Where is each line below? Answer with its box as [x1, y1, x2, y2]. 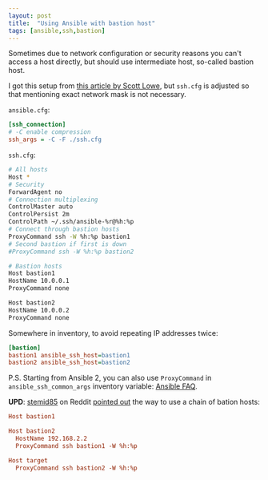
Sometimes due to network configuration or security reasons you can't [8, 49, 242, 58]
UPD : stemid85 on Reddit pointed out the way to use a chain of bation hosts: [8, 397, 260, 407]
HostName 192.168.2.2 [15, 434, 88, 442]
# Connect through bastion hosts [8, 225, 120, 233]
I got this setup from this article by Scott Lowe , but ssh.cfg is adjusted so [8, 81, 250, 91]
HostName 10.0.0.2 [8, 306, 70, 314]
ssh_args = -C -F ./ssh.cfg [8, 135, 102, 144]
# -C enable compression [8, 128, 91, 136]
